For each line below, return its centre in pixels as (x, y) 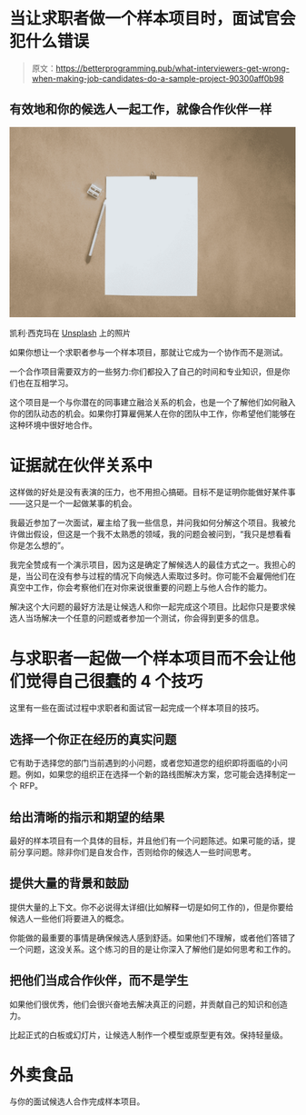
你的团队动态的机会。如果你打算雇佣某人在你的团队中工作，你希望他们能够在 (153, 413)
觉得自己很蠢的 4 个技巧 (114, 681)
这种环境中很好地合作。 (53, 425)
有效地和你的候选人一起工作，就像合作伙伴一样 (141, 110)
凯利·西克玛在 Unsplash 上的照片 (70, 334)
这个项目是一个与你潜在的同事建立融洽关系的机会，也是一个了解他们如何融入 (153, 403)
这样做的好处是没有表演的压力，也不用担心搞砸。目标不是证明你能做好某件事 (153, 493)
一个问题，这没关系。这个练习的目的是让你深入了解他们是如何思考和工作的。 (153, 949)
